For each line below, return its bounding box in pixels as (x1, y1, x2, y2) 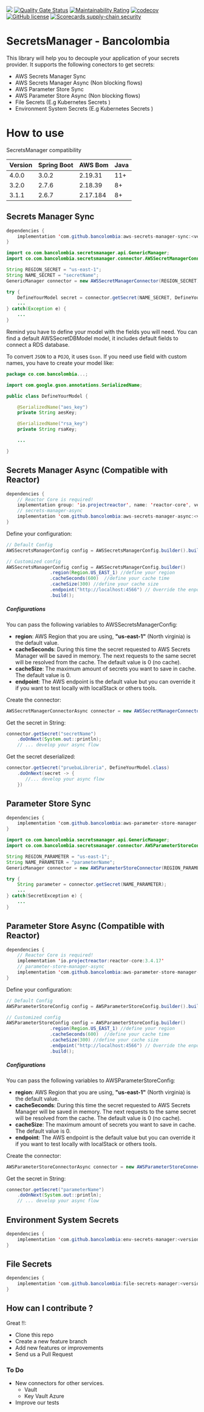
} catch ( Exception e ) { (6, 306, 67, 312)
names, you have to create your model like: (6, 359, 114, 366)
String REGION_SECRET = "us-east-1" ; (6, 266, 102, 273)
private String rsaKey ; (17, 426, 78, 433)
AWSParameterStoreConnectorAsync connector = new (6, 1164, 135, 1170)
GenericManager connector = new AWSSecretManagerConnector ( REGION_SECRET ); (6, 277, 202, 284)
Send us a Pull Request (15, 1351, 73, 1358)
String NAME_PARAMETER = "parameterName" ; (6, 859, 115, 865)
